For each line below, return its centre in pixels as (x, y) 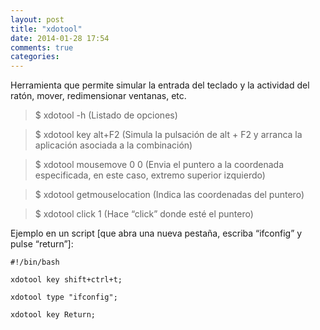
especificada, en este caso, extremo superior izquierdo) (150, 175)
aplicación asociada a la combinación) (113, 145)
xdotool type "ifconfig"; (64, 297)
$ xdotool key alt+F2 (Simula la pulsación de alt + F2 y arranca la (168, 135)
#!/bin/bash (35, 262)
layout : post (37, 19)
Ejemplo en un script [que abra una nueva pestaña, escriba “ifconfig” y (156, 233)
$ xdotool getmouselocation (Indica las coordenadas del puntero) (169, 195)
